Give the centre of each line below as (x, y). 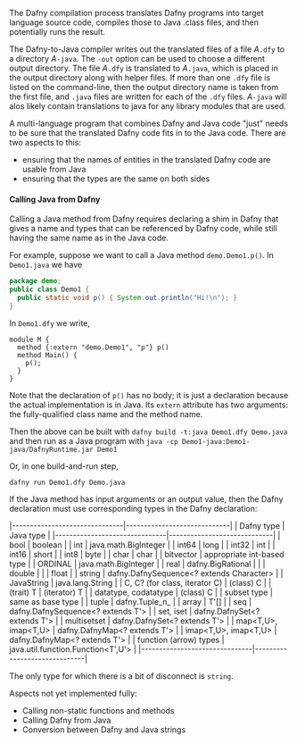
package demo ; (36, 281)
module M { (29, 339)
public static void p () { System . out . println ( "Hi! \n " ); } (128, 297)
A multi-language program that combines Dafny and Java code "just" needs (148, 123)
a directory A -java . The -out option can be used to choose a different (137, 59)
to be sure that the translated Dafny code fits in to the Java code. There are (148, 133)
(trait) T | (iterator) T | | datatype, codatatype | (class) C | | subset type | (141, 592)
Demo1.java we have (46, 265)
